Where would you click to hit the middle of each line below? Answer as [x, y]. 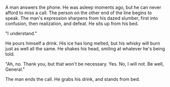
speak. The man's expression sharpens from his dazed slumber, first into [82, 18]
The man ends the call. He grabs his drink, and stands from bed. [73, 79]
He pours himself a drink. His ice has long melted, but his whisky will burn [83, 43]
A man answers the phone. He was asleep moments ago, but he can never [83, 7]
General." [15, 69]
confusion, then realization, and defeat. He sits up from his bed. [72, 23]
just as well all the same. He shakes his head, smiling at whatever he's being [85, 49]
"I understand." [21, 33]
